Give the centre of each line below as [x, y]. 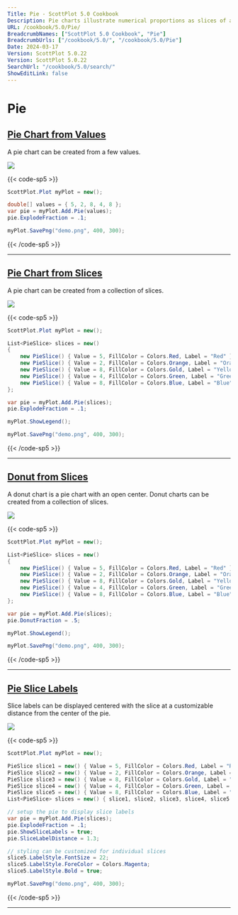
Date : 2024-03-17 [33, 47]
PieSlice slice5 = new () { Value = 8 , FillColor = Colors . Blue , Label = [117, 793]
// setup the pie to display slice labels [71, 812]
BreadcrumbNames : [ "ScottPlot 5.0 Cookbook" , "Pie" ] [87, 34]
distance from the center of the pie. [59, 713]
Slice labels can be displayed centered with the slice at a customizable [110, 706]
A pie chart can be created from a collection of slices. [86, 290]
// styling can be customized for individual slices [87, 851]
